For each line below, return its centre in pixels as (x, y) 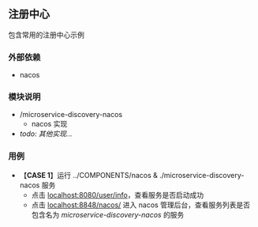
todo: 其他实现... (46, 134)
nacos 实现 (49, 124)
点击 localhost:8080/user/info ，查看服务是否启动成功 (117, 195)
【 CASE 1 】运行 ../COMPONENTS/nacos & (88, 175)
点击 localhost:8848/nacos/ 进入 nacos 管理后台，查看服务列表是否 (141, 205)
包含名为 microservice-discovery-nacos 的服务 (108, 214)
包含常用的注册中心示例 (46, 35)
